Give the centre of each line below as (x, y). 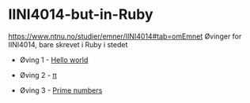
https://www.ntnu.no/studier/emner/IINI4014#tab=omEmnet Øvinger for (125, 36)
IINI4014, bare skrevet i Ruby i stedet (68, 44)
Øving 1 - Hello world (54, 60)
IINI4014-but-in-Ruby (81, 15)
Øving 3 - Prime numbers (61, 90)
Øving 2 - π (38, 75)
